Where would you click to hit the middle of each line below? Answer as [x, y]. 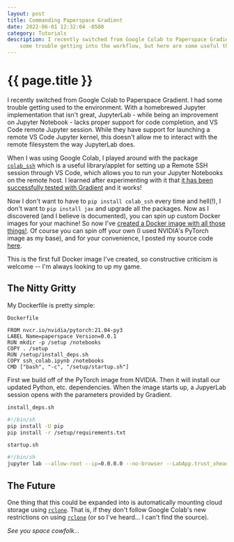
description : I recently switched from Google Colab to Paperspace [107, 40]
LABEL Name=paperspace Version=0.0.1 [62, 336]
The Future [31, 485]
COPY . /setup [28, 348]
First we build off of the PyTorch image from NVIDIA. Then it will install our [114, 379]
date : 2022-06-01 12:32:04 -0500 [56, 27]
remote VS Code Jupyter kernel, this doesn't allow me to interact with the [112, 137]
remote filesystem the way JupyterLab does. [71, 144]
